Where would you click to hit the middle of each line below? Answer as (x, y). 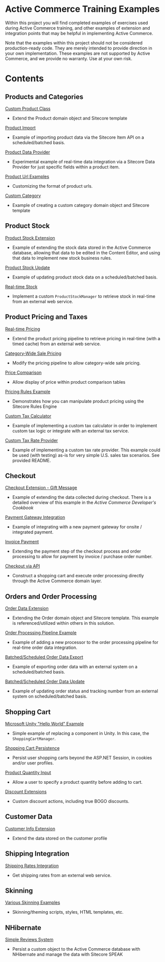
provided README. (32, 460)
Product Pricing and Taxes (46, 317)
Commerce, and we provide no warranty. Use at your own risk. (69, 58)
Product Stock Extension (30, 238)
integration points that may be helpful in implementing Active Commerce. (79, 33)
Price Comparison (23, 372)
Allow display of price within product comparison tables (69, 382)
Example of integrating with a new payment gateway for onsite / (77, 527)
